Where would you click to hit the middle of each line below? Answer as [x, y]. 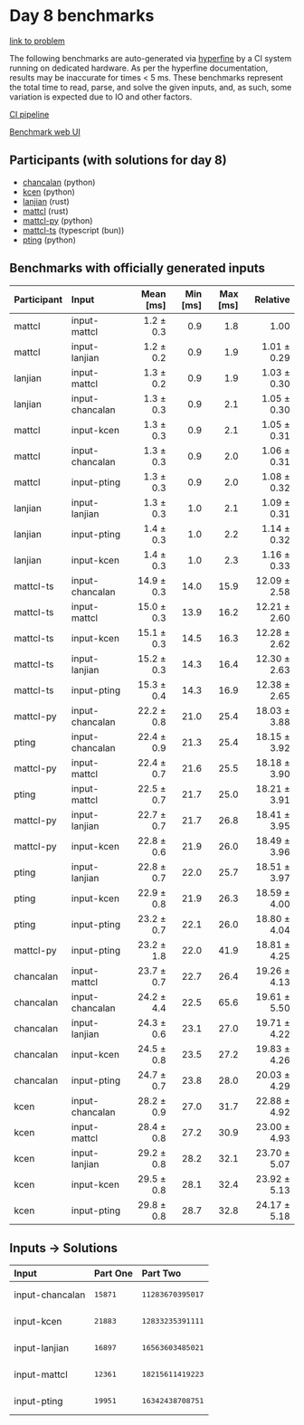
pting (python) [49, 240]
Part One [114, 1274]
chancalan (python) [59, 182]
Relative [272, 299]
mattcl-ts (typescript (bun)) [73, 230]
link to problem [37, 41]
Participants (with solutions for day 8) [119, 161]
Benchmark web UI [45, 131]
